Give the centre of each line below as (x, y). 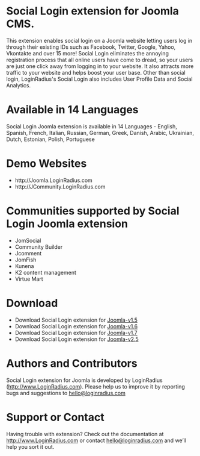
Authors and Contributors (72, 363)
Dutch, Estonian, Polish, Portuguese (50, 139)
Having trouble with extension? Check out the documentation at (85, 434)
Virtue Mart (29, 279)
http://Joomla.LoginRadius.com (54, 180)
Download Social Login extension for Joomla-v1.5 (76, 320)
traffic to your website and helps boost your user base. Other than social (96, 72)
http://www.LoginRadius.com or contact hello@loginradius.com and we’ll (96, 440)
